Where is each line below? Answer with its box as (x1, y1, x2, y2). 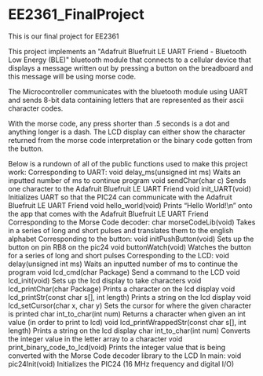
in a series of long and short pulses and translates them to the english (8, 225, 234, 235)
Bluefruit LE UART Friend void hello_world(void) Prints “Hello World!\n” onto (8, 200, 253, 210)
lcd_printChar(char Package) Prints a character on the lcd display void (8, 284, 236, 294)
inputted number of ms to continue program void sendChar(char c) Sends (8, 175, 247, 185)
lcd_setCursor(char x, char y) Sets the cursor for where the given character (8, 301, 252, 310)
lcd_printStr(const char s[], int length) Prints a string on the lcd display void (8, 292, 251, 301)
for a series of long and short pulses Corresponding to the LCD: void (8, 250, 230, 260)
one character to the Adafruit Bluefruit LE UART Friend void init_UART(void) (8, 184, 251, 193)
